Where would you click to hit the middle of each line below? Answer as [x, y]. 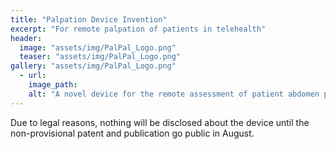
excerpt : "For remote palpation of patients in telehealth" [138, 29]
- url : [33, 76]
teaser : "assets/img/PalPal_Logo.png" [100, 57]
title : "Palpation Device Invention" [89, 19]
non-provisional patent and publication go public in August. [132, 133]
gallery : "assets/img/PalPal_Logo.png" [93, 66]
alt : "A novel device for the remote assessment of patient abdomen [174, 94]
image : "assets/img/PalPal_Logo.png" [98, 47]
